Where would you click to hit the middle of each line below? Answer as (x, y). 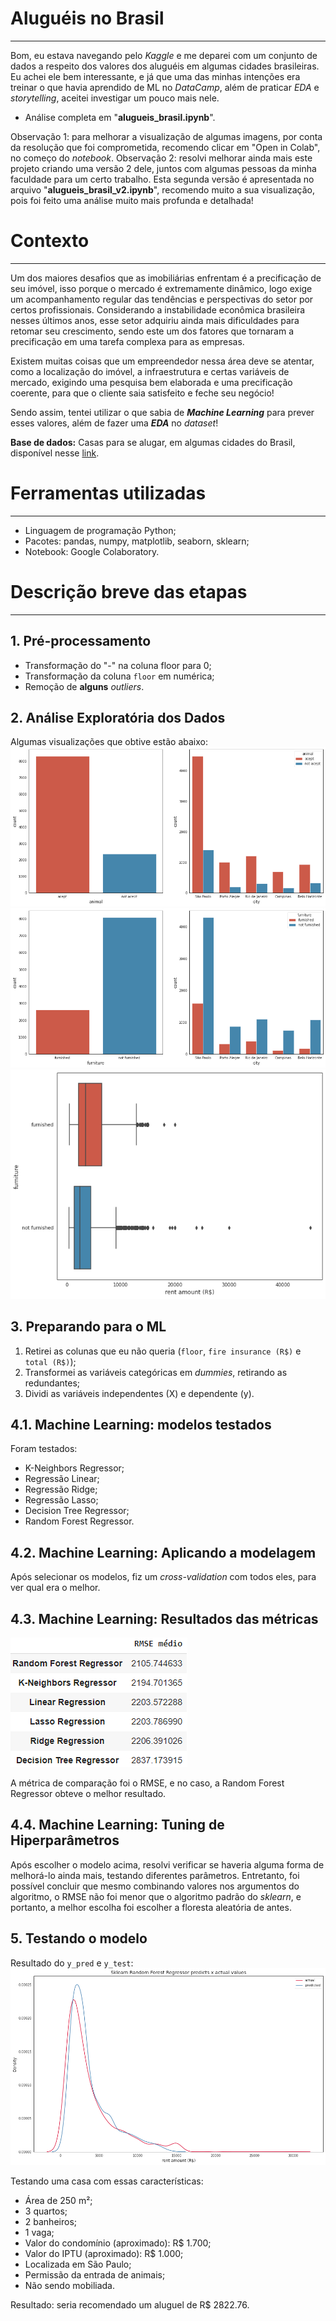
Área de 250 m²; (58, 2201)
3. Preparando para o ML (88, 1327)
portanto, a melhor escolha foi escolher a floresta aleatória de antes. (151, 1907)
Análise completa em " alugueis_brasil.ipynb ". (120, 117)
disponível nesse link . (55, 453)
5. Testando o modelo (79, 1938)
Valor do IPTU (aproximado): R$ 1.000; (104, 2254)
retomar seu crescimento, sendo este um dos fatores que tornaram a (152, 331)
